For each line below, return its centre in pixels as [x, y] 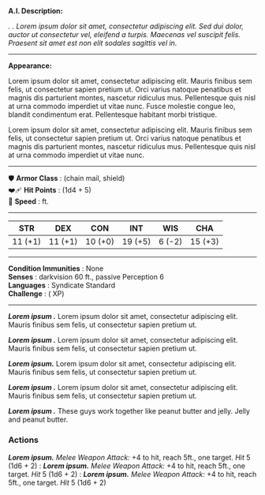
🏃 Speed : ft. [28, 201]
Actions [24, 440]
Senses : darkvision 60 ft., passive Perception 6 [86, 277]
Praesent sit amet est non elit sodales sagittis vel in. [93, 43]
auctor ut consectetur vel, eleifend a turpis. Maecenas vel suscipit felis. [124, 35]
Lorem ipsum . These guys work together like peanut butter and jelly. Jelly [129, 411]
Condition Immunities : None [56, 268]
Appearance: [30, 66]
